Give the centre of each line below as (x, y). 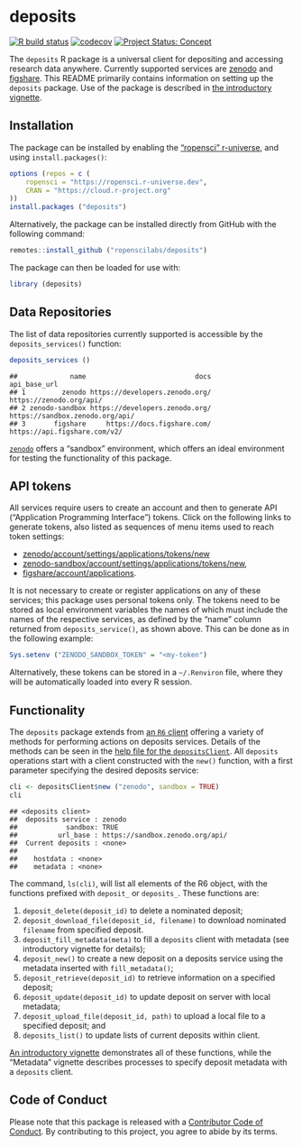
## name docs (110, 376)
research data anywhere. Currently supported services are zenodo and (141, 69)
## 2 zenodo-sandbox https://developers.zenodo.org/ (110, 408)
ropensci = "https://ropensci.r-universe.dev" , (116, 182)
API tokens (41, 486)
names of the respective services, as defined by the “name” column (135, 619)
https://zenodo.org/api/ (56, 400)
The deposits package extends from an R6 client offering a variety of (137, 732)
